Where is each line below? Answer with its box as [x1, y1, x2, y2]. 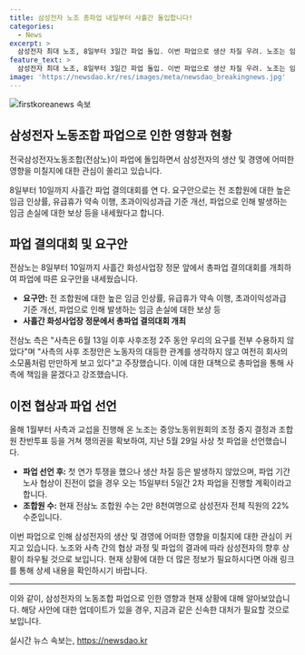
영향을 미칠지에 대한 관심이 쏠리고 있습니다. [9, 165, 162, 176]
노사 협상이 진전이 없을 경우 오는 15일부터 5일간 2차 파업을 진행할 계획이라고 [22, 478, 292, 489]
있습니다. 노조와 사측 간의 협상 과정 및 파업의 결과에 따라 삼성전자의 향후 [25, 542, 280, 553]
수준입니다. [22, 511, 63, 523]
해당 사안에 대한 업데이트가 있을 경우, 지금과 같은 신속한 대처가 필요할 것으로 [21, 604, 290, 615]
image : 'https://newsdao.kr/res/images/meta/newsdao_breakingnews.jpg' [9, 73, 286, 82]
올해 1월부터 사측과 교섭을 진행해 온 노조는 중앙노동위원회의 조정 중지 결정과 [9, 424, 277, 435]
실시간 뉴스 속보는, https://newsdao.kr [9, 635, 148, 646]
